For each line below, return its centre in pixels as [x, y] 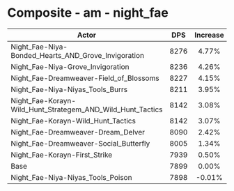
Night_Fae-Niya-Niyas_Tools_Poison [71, 177]
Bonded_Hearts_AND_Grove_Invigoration [78, 55]
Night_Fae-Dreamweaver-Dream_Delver [78, 132]
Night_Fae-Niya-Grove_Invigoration [70, 66]
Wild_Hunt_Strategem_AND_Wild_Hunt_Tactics [87, 109]
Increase [209, 35]
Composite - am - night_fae [88, 13]
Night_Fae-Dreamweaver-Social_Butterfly [80, 143]
